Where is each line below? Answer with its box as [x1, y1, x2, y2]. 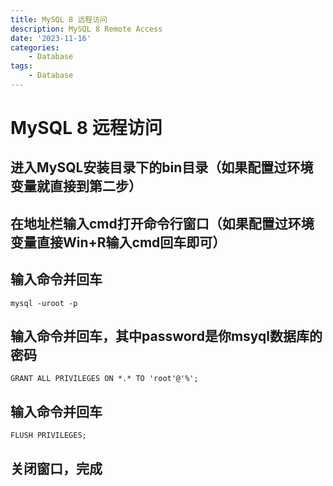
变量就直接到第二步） [10, 178, 142, 195]
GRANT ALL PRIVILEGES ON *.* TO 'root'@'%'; [10, 374, 199, 384]
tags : [10, 61, 33, 71]
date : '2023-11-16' [10, 33, 92, 43]
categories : [10, 42, 60, 53]
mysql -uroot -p [10, 298, 78, 308]
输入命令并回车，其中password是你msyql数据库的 [10, 328, 323, 345]
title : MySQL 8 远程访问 [10, 14, 108, 25]
